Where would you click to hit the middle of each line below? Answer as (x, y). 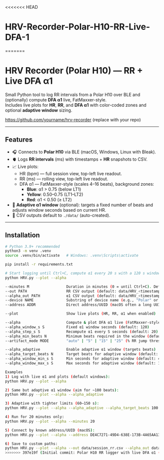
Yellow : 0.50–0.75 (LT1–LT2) (55, 194)
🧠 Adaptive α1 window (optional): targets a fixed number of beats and (82, 205)
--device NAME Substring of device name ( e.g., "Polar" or (82, 300)
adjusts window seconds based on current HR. (59, 210)
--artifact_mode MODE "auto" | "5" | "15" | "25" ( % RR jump (76, 341)
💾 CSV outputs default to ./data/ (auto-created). (61, 215)
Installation (22, 235)
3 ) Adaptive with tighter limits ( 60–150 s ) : (52, 404)
